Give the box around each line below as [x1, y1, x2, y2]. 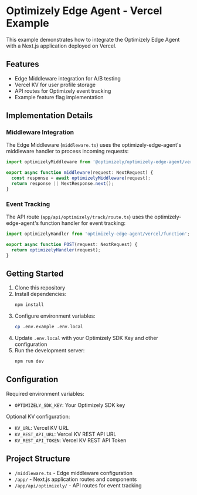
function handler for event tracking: [40, 220, 126, 227]
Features [6, 59, 39, 69]
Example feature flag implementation [14, 93, 104, 100]
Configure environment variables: [14, 312, 96, 319]
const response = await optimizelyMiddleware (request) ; [11, 175, 151, 181]
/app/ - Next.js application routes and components [14, 476, 137, 483]
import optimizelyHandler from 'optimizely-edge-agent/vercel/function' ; [6, 231, 191, 237]
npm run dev [14, 358, 44, 365]
